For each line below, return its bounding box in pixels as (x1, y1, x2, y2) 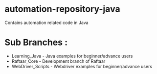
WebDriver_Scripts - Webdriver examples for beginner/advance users (11, 63, 153, 69)
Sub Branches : (4, 37, 68, 48)
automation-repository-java (4, 3, 120, 15)
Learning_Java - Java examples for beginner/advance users (11, 53, 133, 59)
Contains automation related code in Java (4, 20, 89, 25)
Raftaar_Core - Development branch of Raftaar (11, 58, 106, 64)
